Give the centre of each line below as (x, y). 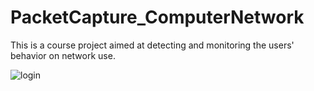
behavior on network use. (63, 55)
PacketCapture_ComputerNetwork (157, 17)
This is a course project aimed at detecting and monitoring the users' (152, 45)
